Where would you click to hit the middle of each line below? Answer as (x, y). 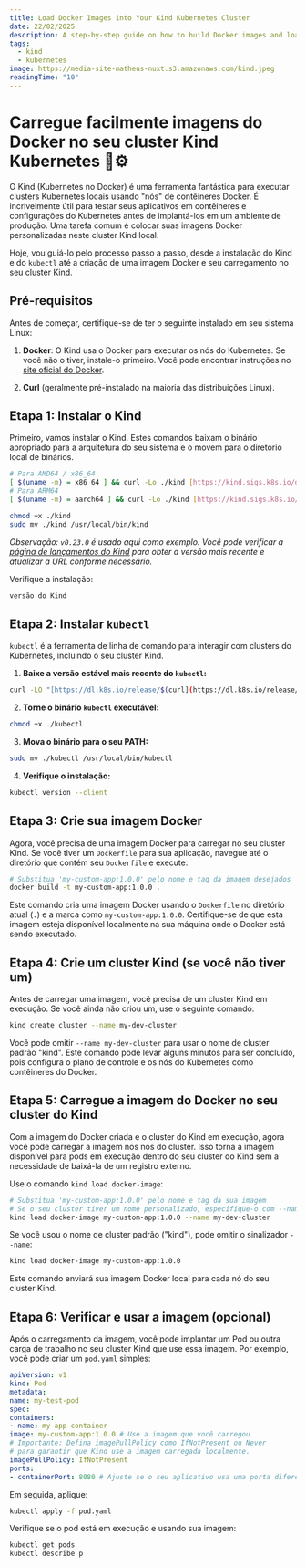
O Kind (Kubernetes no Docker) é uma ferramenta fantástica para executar (149, 186)
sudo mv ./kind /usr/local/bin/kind (79, 524)
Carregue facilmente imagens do (136, 122)
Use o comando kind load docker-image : (87, 1184)
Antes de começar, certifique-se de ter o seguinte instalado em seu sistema (152, 323)
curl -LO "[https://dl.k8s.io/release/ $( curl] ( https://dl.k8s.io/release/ (154, 690)
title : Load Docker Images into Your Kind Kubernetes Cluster (130, 18)
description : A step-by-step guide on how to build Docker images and (146, 35)
